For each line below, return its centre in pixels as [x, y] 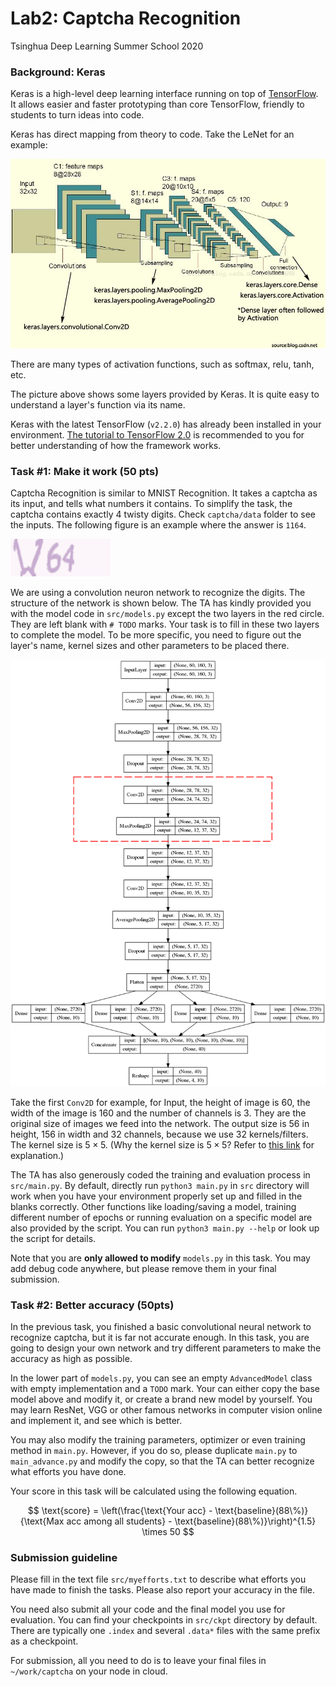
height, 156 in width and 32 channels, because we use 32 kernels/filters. [159, 1134]
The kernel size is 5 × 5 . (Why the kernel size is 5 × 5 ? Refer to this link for [162, 1144]
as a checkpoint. [44, 1641]
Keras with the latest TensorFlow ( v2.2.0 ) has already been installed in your [166, 424]
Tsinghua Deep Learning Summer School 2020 [107, 46]
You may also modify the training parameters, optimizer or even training [158, 1439]
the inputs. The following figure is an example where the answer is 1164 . [158, 525]
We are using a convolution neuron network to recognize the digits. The [158, 593]
